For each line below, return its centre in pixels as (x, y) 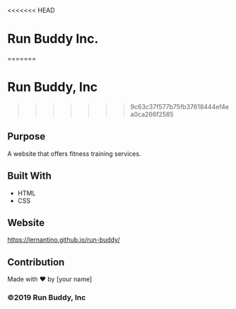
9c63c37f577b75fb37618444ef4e (180, 106)
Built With (29, 176)
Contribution (36, 262)
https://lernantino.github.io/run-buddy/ (64, 240)
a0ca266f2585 (152, 114)
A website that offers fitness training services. (74, 153)
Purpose (26, 136)
